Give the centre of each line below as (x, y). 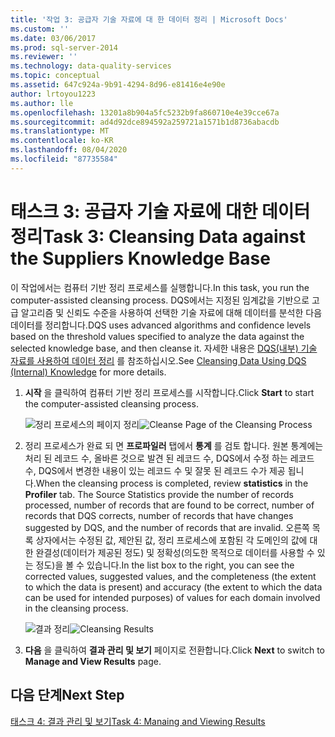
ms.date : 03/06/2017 (53, 38)
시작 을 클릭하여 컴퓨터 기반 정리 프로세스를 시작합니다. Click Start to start (169, 392)
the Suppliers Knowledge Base (140, 258)
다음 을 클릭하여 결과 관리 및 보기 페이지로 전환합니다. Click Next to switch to (174, 650)
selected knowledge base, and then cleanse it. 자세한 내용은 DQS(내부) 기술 (164, 348)
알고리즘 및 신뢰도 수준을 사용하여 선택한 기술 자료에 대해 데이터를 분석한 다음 (171, 312)
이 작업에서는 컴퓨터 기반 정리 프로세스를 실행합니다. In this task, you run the (160, 287)
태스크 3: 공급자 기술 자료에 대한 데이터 (160, 211)
